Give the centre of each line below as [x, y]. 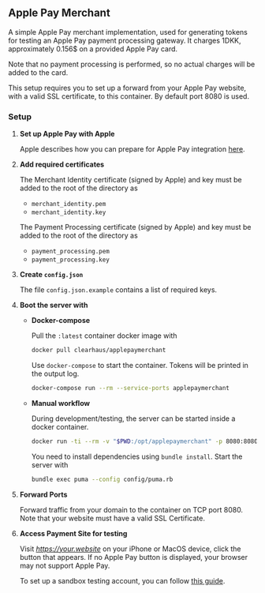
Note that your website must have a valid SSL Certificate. [112, 518]
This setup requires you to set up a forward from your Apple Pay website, [127, 88]
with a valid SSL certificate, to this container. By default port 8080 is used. [129, 96]
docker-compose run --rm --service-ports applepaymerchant [131, 388]
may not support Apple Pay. [65, 565]
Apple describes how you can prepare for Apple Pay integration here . [132, 149]
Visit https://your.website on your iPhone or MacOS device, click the [130, 549]
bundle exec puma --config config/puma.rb [102, 479]
